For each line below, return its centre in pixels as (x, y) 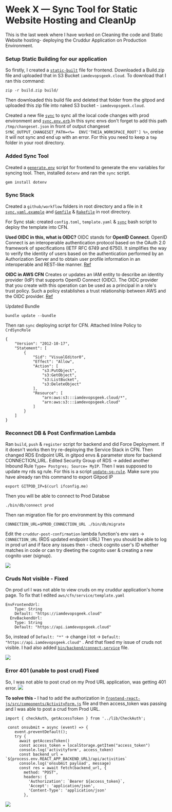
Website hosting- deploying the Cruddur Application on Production (76, 40)
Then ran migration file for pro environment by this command (70, 515)
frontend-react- (123, 698)
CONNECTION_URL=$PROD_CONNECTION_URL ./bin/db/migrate (65, 525)
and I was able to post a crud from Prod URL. (53, 709)
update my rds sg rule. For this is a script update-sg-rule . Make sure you (82, 472)
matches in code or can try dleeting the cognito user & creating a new (79, 550)
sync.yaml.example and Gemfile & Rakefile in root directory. (68, 211)
